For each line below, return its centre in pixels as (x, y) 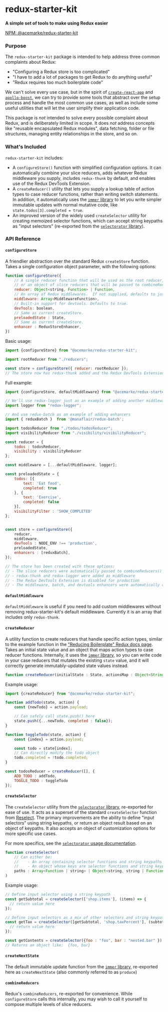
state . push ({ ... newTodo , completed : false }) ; (63, 721)
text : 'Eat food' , (42, 483)
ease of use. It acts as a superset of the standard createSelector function (81, 812)
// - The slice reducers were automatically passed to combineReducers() (84, 571)
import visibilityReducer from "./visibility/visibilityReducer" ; (76, 433)
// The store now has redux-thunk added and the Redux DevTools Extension (85, 373)
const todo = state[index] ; (43, 748)
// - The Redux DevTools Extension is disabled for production (72, 580)
